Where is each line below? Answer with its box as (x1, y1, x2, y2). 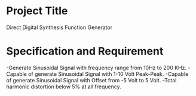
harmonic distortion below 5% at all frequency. (6, 83, 121, 90)
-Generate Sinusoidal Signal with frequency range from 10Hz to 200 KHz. (6, 64, 187, 71)
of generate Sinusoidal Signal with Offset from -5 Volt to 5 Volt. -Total (6, 76, 177, 84)
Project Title (6, 4, 68, 18)
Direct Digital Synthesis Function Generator (6, 24, 112, 31)
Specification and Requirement (6, 44, 164, 58)
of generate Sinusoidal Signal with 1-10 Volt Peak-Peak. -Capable (27, 70, 189, 78)
